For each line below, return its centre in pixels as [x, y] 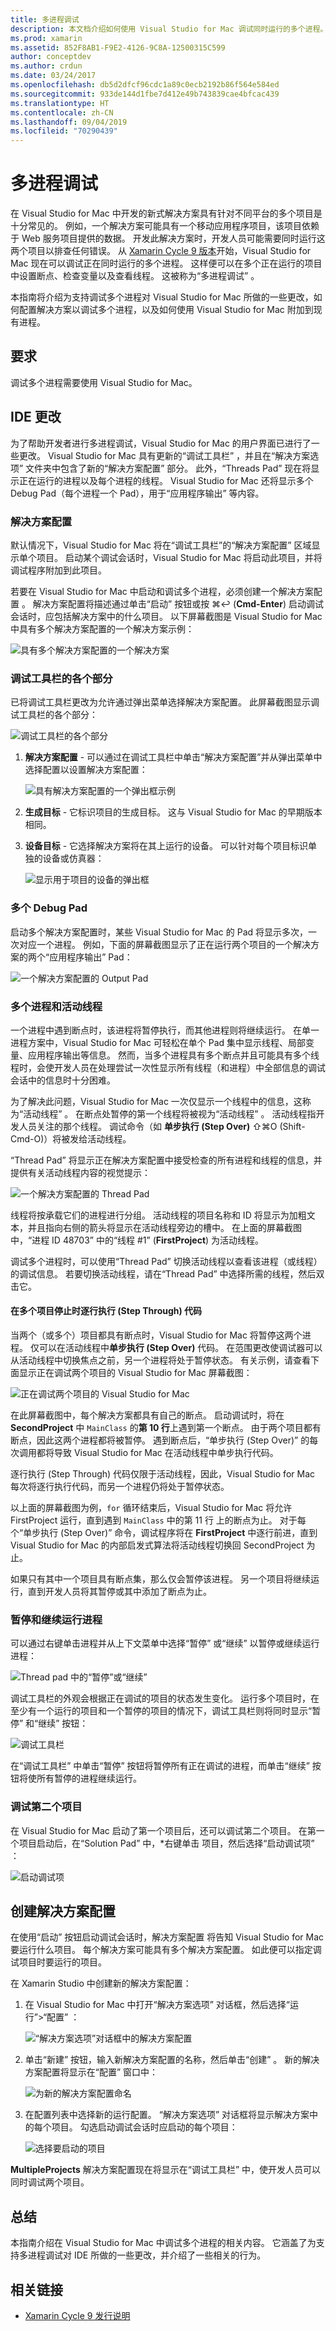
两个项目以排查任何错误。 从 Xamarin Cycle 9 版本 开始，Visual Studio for [161, 251]
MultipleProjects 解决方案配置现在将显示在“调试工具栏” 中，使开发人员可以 [166, 2170]
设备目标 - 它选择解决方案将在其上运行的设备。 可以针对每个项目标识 [166, 846]
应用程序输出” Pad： [91, 957]
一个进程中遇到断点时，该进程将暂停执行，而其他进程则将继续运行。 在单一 [165, 1030]
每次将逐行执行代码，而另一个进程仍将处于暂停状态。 [120, 1487]
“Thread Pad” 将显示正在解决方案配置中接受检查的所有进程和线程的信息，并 [166, 1160]
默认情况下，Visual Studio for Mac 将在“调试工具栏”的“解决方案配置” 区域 [161, 545]
